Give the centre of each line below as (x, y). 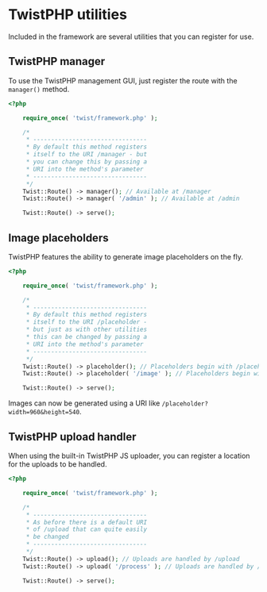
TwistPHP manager (57, 62)
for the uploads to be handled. (58, 464)
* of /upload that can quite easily (87, 529)
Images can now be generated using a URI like (84, 403)
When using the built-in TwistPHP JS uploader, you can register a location (129, 456)
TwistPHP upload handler (72, 437)
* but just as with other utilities (87, 330)
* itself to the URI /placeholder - (87, 322)
